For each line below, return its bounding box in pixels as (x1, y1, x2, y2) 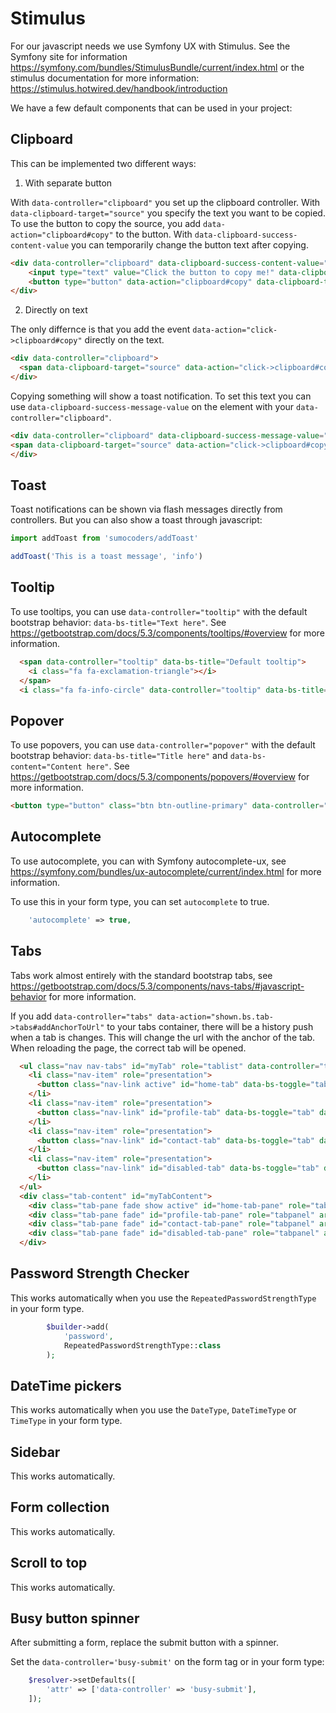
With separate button (24, 177, 113, 189)
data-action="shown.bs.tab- (156, 1012, 274, 1022)
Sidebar (10, 1443, 61, 1461)
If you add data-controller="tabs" (10, 1010, 153, 1022)
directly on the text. (84, 334, 165, 346)
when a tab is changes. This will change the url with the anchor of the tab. (10, 1031, 316, 1043)
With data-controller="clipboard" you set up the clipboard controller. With (10, 196, 321, 208)
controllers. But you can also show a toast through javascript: (10, 514, 263, 526)
